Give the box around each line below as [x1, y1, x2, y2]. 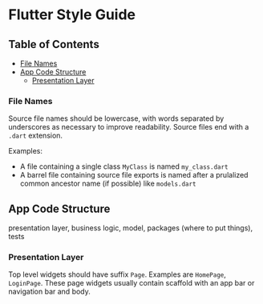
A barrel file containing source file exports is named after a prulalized [19, 170, 249, 180]
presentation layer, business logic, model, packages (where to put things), [8, 223, 253, 233]
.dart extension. [8, 130, 63, 141]
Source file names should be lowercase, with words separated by [8, 114, 225, 123]
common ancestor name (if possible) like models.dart [19, 178, 196, 189]
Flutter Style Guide [8, 6, 136, 24]
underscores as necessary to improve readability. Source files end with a [8, 122, 249, 132]
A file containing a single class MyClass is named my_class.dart [19, 162, 229, 171]
